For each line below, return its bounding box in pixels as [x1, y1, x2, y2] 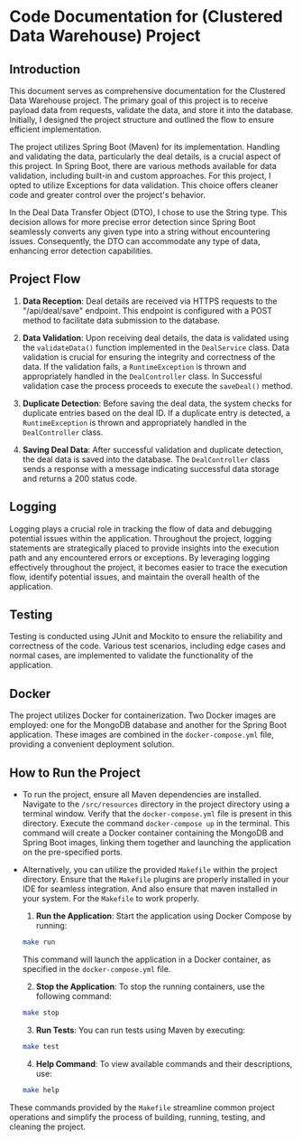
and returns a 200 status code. [22, 473, 138, 484]
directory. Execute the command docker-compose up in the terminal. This [22, 818, 290, 829]
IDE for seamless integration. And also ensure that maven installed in [22, 883, 278, 894]
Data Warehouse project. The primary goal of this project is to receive [9, 95, 269, 106]
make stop [22, 1008, 60, 1017]
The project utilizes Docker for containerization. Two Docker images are [9, 710, 277, 721]
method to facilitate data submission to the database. [22, 315, 221, 325]
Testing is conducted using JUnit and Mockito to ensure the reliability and [9, 631, 283, 642]
